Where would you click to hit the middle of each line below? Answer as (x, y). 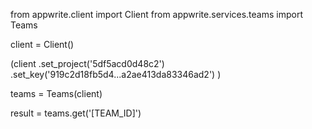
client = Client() (42, 44)
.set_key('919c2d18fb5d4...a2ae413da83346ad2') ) (116, 74)
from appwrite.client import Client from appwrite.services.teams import (157, 14)
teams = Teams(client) (56, 93)
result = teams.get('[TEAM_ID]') (76, 113)
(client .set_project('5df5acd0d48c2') (87, 63)
